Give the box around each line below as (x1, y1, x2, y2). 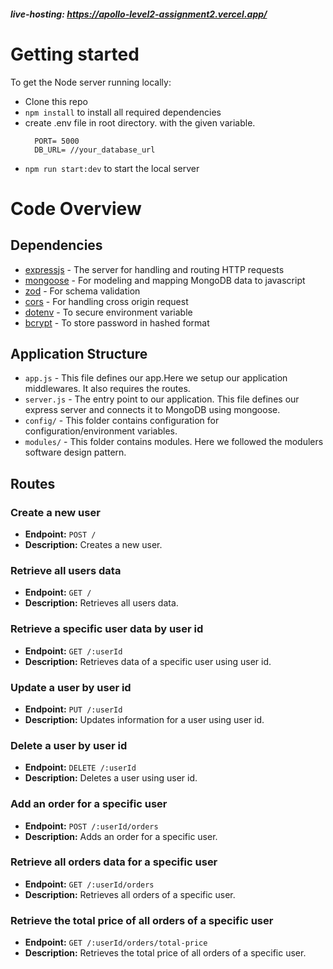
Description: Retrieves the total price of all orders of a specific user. (24, 947, 307, 959)
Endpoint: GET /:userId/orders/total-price (24, 936, 208, 949)
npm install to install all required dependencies (24, 106, 222, 118)
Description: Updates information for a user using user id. (24, 713, 265, 725)
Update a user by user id (10, 680, 132, 694)
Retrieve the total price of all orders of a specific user (10, 913, 274, 927)
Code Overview (10, 197, 142, 220)
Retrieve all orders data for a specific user (10, 855, 218, 869)
